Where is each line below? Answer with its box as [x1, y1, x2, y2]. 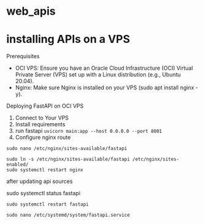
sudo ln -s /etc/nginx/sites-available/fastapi [6, 156, 130, 163]
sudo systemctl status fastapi [6, 190, 81, 197]
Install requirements [15, 121, 66, 128]
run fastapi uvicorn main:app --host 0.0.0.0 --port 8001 [15, 127, 162, 135]
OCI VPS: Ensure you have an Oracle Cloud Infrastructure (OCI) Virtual [15, 64, 193, 72]
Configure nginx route [15, 133, 71, 141]
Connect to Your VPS [15, 114, 69, 122]
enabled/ [6, 162, 29, 168]
